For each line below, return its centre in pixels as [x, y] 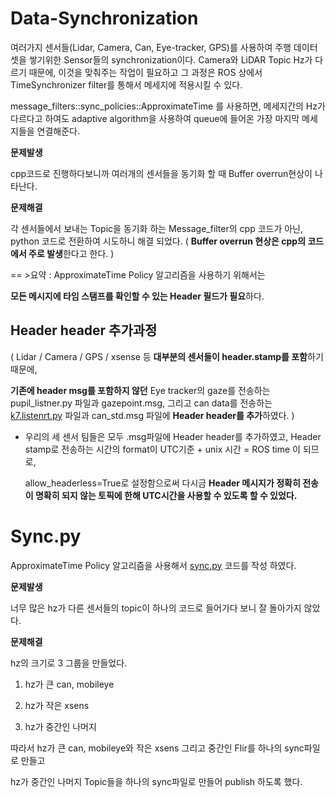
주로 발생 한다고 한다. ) [71, 253]
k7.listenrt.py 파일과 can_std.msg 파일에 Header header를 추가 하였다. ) [152, 415]
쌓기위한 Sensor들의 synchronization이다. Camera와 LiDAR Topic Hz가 [170, 59]
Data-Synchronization [104, 18]
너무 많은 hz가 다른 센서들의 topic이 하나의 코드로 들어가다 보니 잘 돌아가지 [156, 608]
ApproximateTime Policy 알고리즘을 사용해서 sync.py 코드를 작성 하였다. [153, 565]
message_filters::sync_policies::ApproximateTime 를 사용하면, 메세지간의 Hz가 [168, 106]
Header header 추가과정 [84, 330]
